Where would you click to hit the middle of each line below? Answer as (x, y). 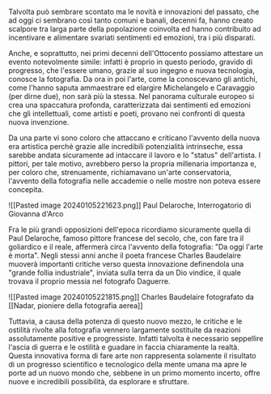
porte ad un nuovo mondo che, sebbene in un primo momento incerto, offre (134, 373)
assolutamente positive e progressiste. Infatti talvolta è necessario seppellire (136, 338)
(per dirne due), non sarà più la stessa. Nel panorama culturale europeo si (131, 96)
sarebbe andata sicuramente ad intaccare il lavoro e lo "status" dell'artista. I (135, 155)
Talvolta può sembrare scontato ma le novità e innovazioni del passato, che (134, 12)
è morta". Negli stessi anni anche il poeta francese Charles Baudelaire (125, 255)
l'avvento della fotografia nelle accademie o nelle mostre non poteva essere (135, 181)
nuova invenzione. (39, 122)
